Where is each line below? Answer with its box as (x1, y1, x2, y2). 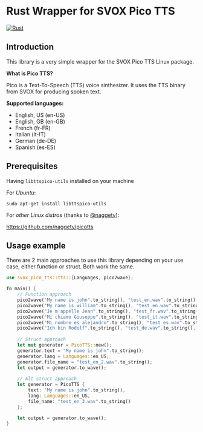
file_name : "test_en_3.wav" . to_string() (28, 398, 131, 404)
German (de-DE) (14, 137, 56, 144)
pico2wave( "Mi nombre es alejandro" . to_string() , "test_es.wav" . (17, 319, 185, 325)
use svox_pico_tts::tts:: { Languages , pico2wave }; (6, 274, 134, 281)
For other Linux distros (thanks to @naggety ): (6, 211, 120, 219)
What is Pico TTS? (6, 70, 53, 77)
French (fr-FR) (14, 124, 51, 131)
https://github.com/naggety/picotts (6, 223, 94, 230)
